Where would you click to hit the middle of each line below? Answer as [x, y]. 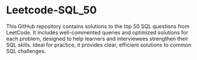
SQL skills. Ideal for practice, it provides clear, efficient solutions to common [99, 45]
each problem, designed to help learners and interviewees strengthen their [97, 38]
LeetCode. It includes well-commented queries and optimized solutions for [97, 32]
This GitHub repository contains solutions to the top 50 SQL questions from [98, 26]
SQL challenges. [26, 51]
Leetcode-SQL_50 [51, 10]
